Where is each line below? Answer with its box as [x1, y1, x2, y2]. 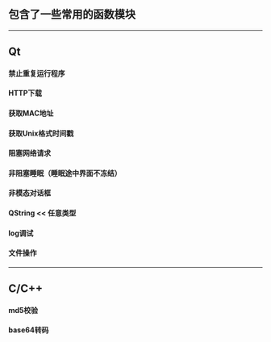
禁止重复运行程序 [8, 68, 65, 78]
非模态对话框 [8, 188, 51, 198]
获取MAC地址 [8, 108, 54, 118]
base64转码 [8, 325, 49, 335]
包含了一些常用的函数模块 [8, 7, 135, 22]
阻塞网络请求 [8, 148, 51, 158]
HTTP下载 [8, 88, 43, 98]
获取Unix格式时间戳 [8, 128, 74, 138]
